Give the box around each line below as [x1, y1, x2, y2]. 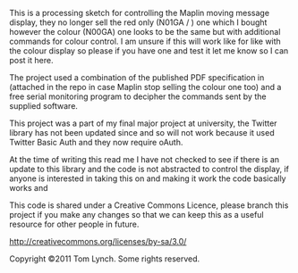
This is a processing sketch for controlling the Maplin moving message [9, 8, 270, 18]
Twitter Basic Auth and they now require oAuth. [9, 137, 183, 147]
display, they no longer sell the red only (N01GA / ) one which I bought [9, 17, 268, 28]
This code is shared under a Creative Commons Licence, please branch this [9, 200, 289, 211]
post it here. [9, 55, 54, 65]
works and [9, 183, 48, 193]
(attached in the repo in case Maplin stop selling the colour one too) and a [9, 82, 282, 92]
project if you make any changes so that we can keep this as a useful [9, 210, 264, 219]
